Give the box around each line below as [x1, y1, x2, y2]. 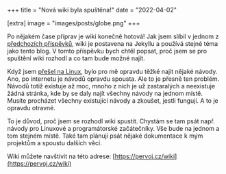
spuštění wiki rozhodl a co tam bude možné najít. [7, 54, 145, 62]
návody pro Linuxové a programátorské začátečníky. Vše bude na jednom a [7, 125, 220, 132]
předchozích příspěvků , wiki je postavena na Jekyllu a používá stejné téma [7, 40, 218, 47]
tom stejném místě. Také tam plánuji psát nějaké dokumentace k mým [7, 132, 203, 140]
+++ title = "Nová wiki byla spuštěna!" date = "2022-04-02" [7, 6, 177, 14]
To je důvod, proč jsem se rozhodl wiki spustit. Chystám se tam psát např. [7, 117, 216, 125]
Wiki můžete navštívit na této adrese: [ [7, 152, 115, 160]
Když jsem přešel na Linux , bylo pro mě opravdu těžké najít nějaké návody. [7, 68, 218, 75]
